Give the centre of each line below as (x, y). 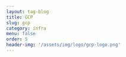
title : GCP (20, 17)
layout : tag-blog (28, 12)
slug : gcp (18, 23)
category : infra (26, 28)
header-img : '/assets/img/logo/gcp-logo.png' (63, 45)
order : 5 (17, 39)
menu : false (21, 34)
